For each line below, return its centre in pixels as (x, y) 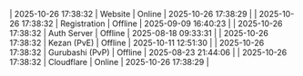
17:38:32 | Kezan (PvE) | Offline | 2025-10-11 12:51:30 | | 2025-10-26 (137, 43)
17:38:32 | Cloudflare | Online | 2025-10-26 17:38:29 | (109, 62)
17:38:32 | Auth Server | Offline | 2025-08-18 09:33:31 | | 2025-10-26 (139, 33)
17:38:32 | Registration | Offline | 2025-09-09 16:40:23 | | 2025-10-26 (152, 24)
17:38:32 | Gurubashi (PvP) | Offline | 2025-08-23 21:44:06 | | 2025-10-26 (148, 52)
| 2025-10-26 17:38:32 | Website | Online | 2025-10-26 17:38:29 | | (133, 14)
